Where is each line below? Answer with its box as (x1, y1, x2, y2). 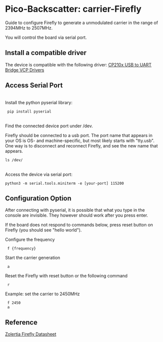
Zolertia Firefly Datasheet (5, 331, 56, 337)
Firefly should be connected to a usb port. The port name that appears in (5, 132, 153, 138)
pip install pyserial (7, 109, 52, 114)
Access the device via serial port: (5, 171, 73, 177)
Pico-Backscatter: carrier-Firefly (5, 3, 141, 15)
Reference (5, 318, 38, 326)
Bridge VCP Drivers (5, 67, 44, 73)
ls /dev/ (5, 157, 23, 163)
